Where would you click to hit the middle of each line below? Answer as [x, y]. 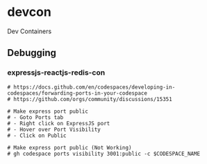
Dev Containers [30, 31]
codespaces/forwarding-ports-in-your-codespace [77, 93]
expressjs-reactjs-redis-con [56, 73]
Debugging [32, 53]
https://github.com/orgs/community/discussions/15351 [93, 99]
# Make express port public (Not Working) [69, 147]
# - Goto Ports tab [35, 117]
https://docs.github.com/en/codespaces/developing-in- [94, 87]
